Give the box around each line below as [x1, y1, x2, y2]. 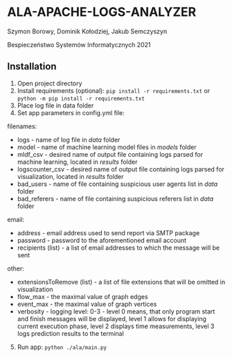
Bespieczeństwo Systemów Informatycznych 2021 [7, 40, 151, 49]
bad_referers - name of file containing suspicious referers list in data [17, 194, 214, 203]
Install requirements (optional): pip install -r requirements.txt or [17, 86, 210, 94]
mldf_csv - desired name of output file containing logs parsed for [17, 150, 203, 158]
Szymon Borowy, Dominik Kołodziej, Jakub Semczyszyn [7, 27, 168, 35]
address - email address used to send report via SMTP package [17, 228, 200, 237]
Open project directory [17, 79, 82, 87]
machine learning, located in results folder [17, 157, 138, 166]
